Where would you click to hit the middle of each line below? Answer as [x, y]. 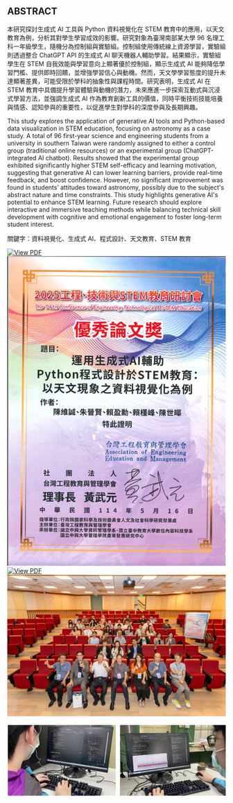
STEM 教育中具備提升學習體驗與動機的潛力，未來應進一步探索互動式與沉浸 [114, 90]
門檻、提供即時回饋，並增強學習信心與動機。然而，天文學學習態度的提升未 [119, 72]
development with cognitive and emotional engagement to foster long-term [114, 217]
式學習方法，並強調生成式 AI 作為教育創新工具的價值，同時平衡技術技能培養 [115, 98]
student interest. [31, 224]
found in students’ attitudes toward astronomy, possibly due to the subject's [116, 187]
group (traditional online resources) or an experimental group [95, 150]
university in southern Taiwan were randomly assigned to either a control [111, 143]
